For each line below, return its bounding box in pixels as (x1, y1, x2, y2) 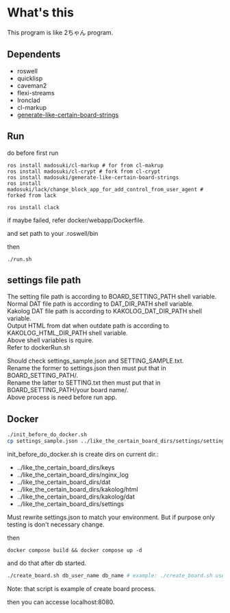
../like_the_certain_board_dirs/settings (16, 499, 125, 508)
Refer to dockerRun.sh (7, 344, 71, 352)
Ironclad (16, 96, 41, 104)
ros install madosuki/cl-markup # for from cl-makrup (7, 162, 164, 169)
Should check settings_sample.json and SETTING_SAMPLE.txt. (7, 357, 184, 365)
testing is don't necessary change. (7, 520, 105, 529)
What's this (7, 5, 74, 21)
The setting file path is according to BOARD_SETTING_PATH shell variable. (7, 293, 217, 301)
